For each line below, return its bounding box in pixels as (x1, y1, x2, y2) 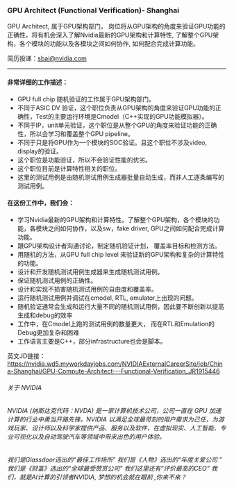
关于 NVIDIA (7, 384, 42, 392)
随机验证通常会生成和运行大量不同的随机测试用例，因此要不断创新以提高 (17, 302, 224, 310)
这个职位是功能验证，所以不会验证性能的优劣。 (17, 155, 151, 164)
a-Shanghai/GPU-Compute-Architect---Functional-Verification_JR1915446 (7, 367, 220, 375)
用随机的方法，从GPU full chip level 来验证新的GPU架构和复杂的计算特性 (17, 250, 225, 258)
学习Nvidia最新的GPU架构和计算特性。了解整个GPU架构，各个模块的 (17, 215, 214, 224)
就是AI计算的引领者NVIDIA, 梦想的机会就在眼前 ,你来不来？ (19, 473, 187, 481)
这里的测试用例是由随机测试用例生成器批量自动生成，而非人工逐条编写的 (17, 173, 224, 181)
